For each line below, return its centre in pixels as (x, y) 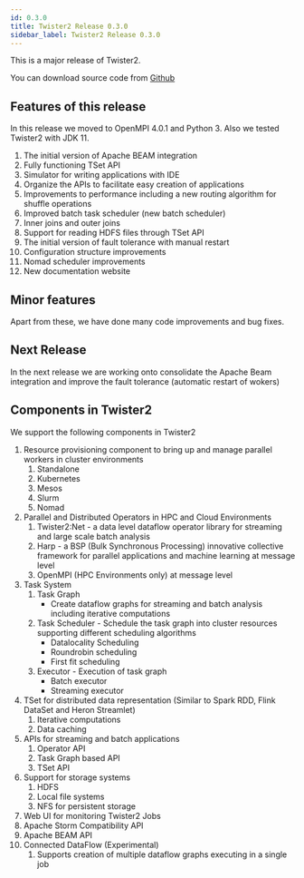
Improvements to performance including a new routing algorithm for (150, 194)
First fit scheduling (85, 661)
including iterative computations (110, 613)
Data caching (62, 729)
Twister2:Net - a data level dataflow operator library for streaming (160, 526)
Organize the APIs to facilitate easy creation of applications (134, 185)
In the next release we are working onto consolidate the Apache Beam (141, 372)
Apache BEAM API (58, 834)
